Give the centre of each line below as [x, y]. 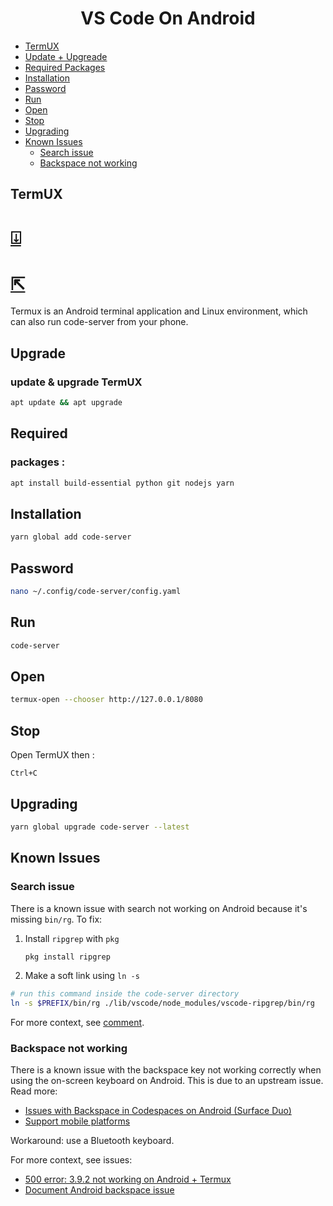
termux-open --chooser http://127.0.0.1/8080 [106, 700]
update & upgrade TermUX [76, 382]
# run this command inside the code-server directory [125, 994]
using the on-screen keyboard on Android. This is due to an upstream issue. [167, 1081]
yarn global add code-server [71, 537]
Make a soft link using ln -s [82, 976]
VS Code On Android [168, 18]
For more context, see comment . [77, 1023]
